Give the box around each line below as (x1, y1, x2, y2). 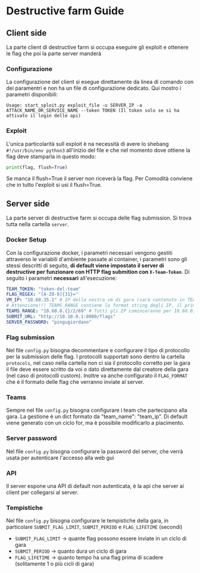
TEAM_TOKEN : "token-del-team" (6, 286, 82, 292)
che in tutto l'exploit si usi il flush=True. (6, 181, 102, 189)
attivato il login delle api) (6, 113, 82, 119)
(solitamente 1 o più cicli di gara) (14, 561, 95, 568)
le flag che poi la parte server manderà (6, 50, 102, 57)
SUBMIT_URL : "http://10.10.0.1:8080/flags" (6, 314, 116, 320)
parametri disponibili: (6, 91, 58, 98)
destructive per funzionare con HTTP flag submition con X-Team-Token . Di (6, 268, 190, 275)
